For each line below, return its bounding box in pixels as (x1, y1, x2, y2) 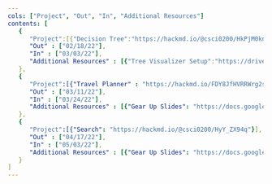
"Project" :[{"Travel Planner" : (28, 80, 139, 88)
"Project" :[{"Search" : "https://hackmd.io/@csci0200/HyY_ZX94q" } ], (28, 125, 263, 134)
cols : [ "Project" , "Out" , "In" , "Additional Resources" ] (7, 11, 205, 20)
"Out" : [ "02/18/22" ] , (28, 42, 106, 50)
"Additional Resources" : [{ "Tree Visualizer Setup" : (28, 58, 216, 66)
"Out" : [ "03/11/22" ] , (28, 87, 106, 96)
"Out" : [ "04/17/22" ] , (28, 133, 106, 141)
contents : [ (7, 20, 48, 28)
